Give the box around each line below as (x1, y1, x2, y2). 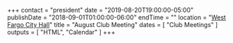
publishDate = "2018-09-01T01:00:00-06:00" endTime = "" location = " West (7, 13, 226, 21)
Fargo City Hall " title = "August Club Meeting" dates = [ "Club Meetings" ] (7, 21, 218, 28)
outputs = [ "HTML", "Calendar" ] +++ (7, 28, 116, 36)
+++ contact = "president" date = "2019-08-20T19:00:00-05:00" (7, 6, 194, 14)
